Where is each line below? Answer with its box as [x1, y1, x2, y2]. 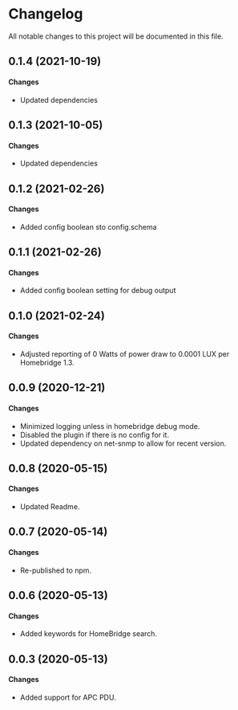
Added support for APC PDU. [19, 692, 116, 702]
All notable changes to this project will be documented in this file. [8, 31, 224, 41]
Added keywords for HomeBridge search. [19, 629, 158, 639]
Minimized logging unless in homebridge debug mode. [19, 421, 200, 430]
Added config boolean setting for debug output [19, 286, 176, 296]
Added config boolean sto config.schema [19, 222, 158, 231]
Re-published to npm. [19, 565, 92, 575]
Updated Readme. [19, 502, 80, 512]
